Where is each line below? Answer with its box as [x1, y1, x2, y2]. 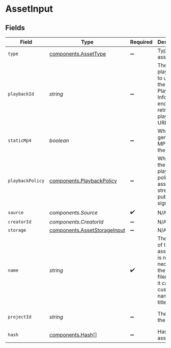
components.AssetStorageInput [49, 227, 126, 234]
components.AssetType [49, 51, 106, 57]
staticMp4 [8, 138, 32, 143]
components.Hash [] [49, 331, 98, 338]
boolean [49, 137, 69, 144]
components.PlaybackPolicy [49, 177, 117, 184]
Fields [5, 23, 25, 32]
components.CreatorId [49, 218, 104, 225]
